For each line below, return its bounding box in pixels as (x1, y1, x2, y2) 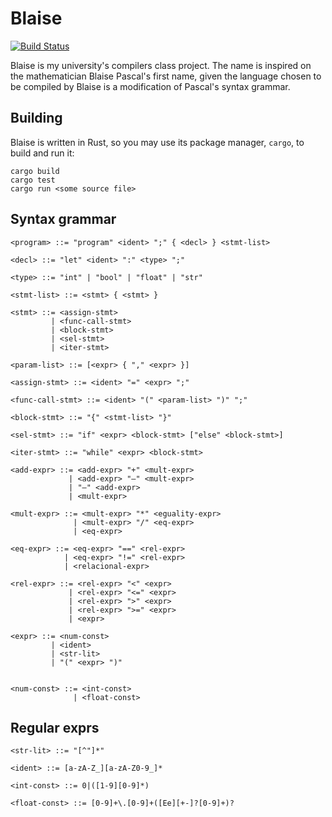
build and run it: (10, 147, 75, 159)
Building (10, 110, 63, 127)
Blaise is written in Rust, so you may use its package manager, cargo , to (10, 136, 305, 148)
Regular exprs (10, 719, 100, 736)
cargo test (10, 175, 56, 185)
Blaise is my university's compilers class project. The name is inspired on (10, 59, 312, 71)
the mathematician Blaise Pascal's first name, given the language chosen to (10, 70, 322, 82)
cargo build (10, 166, 60, 176)
